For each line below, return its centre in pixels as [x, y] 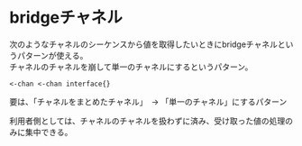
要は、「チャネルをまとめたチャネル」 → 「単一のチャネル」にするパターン [148, 101]
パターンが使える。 [52, 55]
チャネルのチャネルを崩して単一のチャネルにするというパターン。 [131, 67]
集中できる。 [49, 132]
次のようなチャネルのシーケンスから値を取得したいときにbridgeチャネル [143, 44]
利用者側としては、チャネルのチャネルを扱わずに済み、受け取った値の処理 [147, 121]
